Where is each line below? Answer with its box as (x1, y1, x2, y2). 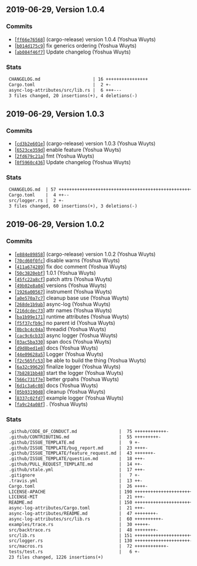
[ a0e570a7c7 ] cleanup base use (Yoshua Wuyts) (14, 294, 129, 301)
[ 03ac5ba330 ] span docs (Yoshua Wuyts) (14, 338, 111, 345)
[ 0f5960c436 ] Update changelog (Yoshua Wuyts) (14, 159, 131, 166)
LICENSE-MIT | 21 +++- (8, 494, 145, 500)
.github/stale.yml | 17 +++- (8, 467, 145, 473)
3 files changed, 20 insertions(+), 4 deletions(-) (8, 92, 138, 99)
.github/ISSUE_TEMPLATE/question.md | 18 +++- (8, 456, 145, 462)
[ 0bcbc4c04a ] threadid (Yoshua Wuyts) (14, 325, 107, 332)
